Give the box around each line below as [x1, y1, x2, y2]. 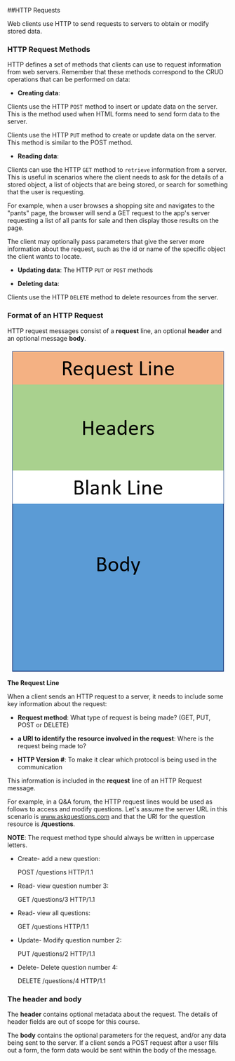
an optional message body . [7, 334, 86, 342]
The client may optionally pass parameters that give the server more [7, 238, 205, 246]
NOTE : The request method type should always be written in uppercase [7, 833, 215, 842]
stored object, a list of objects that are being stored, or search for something [7, 180, 228, 189]
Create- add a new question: [17, 854, 100, 863]
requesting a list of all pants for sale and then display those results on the [7, 217, 219, 225]
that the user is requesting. [7, 188, 86, 196]
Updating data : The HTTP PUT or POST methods [17, 266, 153, 274]
